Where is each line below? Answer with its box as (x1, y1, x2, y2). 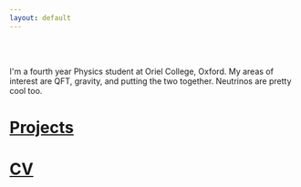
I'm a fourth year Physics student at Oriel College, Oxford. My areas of (9, 66, 274, 77)
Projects (9, 117, 75, 138)
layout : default (9, 13, 71, 23)
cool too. (9, 85, 43, 96)
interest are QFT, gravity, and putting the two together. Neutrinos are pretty (9, 75, 292, 87)
